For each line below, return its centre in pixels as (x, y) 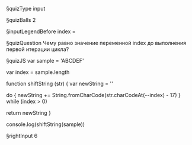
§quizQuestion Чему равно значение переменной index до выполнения (96, 43)
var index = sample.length (38, 72)
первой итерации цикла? (38, 49)
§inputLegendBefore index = (41, 31)
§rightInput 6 (22, 136)
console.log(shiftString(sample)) (45, 124)
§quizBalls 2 (21, 20)
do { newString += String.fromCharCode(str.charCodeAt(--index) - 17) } (93, 95)
